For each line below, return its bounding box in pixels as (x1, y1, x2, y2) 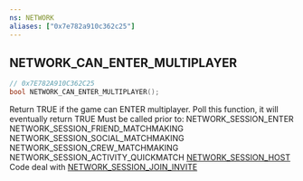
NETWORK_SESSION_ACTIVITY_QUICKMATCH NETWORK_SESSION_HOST (9, 152, 291, 163)
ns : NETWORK (9, 13, 54, 23)
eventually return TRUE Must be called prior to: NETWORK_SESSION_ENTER (9, 114, 294, 125)
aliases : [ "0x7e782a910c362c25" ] (9, 22, 136, 31)
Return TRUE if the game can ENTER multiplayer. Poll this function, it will (9, 104, 279, 115)
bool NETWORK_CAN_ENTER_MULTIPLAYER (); (9, 88, 160, 97)
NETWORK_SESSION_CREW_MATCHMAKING (9, 142, 179, 154)
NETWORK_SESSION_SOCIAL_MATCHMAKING (9, 133, 185, 144)
